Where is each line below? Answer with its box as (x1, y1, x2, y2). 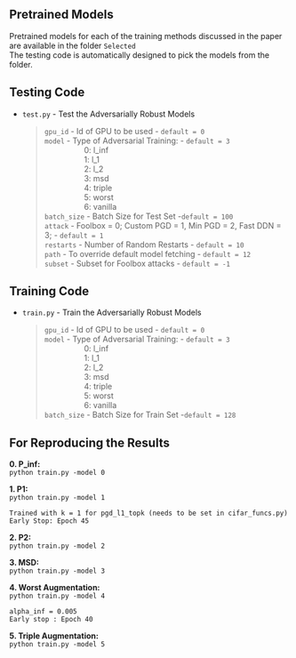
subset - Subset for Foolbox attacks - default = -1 (44, 258, 231, 269)
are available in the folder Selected (9, 40, 136, 51)
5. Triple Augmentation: (9, 630, 100, 641)
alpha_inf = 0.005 (9, 607, 77, 616)
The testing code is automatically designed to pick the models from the (9, 49, 269, 60)
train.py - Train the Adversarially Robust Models (21, 307, 202, 318)
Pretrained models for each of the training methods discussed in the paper (9, 30, 283, 41)
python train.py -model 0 (9, 469, 105, 477)
